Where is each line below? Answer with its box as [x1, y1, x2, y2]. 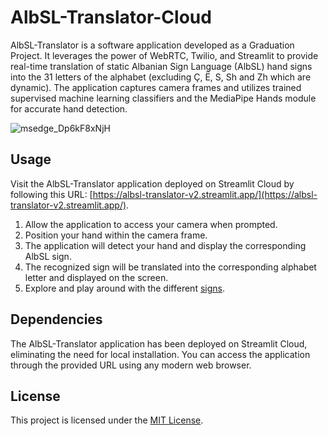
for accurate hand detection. [10, 102, 128, 115]
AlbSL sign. [24, 250, 72, 262]
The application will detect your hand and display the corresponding [24, 239, 307, 251]
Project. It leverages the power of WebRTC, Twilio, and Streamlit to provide [10, 49, 319, 61]
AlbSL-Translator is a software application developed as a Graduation [10, 39, 295, 51]
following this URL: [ [10, 188, 93, 200]
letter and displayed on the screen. [24, 271, 169, 283]
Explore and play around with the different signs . [24, 282, 225, 294]
